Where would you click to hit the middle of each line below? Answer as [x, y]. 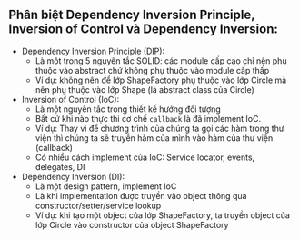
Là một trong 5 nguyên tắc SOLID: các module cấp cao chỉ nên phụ [161, 60]
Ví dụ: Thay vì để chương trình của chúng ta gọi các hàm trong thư [159, 128]
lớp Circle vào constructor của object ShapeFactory [132, 224]
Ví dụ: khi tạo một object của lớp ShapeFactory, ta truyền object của [162, 215]
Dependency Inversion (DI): [73, 176]
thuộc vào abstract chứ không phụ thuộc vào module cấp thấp [152, 70]
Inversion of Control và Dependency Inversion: [143, 30]
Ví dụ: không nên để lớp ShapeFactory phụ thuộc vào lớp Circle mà [161, 80]
